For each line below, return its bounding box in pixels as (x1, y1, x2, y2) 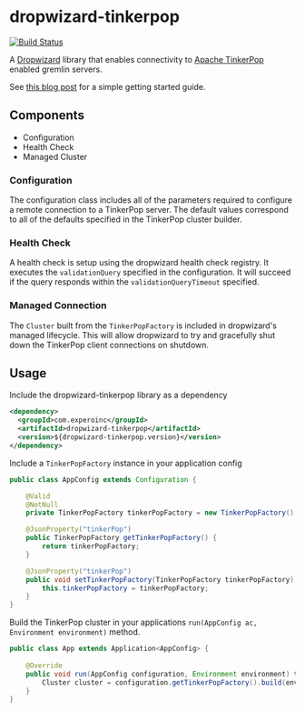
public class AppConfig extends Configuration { (9, 475, 197, 484)
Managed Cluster (22, 151, 88, 162)
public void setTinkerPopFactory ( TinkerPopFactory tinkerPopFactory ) (25, 575, 295, 584)
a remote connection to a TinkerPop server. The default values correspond (9, 205, 289, 216)
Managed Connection (9, 299, 107, 312)
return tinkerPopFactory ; (42, 542, 141, 551)
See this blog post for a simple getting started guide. (9, 81, 206, 92)
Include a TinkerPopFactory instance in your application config (9, 457, 242, 468)
